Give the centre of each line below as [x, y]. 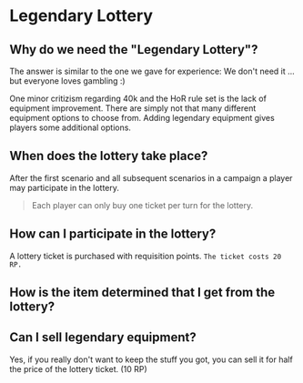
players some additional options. [71, 127]
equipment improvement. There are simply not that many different [133, 108]
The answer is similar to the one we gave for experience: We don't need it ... [152, 71]
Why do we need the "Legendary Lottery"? [134, 50]
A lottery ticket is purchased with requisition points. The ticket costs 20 [146, 256]
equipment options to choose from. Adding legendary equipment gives [142, 118]
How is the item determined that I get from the [142, 292]
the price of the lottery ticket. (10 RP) [78, 368]
